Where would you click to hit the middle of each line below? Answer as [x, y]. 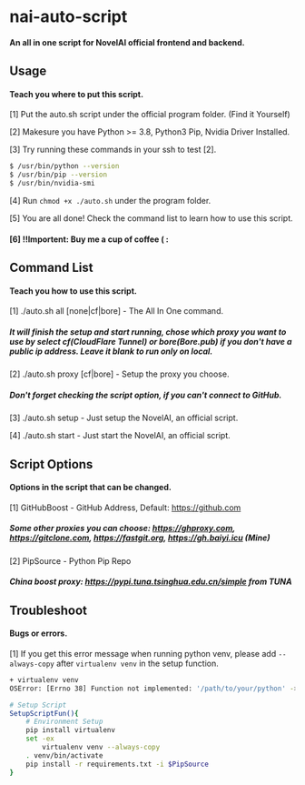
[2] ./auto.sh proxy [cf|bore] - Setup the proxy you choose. [119, 374]
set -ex [40, 739]
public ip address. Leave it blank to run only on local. [111, 351]
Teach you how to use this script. [74, 291]
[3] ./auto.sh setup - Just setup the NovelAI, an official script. [124, 418]
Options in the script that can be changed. [91, 488]
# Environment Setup [64, 722]
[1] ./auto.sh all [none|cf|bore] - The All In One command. [117, 311]
